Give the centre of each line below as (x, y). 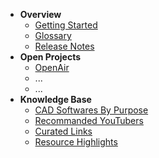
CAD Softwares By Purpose (91, 110)
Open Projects (50, 57)
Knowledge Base (55, 99)
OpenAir (52, 67)
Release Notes (64, 46)
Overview (40, 14)
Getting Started (66, 25)
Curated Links (63, 131)
